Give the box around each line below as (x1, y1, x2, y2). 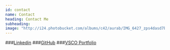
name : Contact (5, 12, 35, 17)
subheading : (5, 21, 30, 26)
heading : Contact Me (5, 16, 49, 21)
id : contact (5, 7, 30, 12)
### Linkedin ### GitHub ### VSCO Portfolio (5, 39, 97, 45)
